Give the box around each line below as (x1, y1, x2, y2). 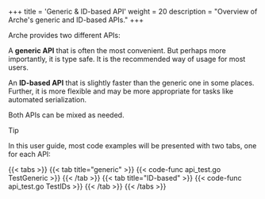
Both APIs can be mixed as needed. (8, 110, 125, 120)
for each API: (8, 150, 52, 159)
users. (8, 63, 29, 72)
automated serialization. (8, 95, 87, 104)
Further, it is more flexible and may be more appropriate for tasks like (8, 86, 234, 96)
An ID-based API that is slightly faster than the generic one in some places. (8, 78, 255, 87)
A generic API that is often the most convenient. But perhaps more (8, 46, 226, 55)
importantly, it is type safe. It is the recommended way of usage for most (8, 55, 246, 63)
